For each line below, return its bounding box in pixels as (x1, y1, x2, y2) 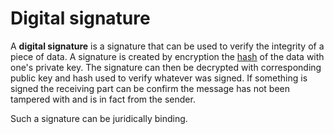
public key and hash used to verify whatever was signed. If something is (10, 72, 308, 84)
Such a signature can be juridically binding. (10, 112, 188, 124)
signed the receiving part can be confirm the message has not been (10, 82, 290, 94)
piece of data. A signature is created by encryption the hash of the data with (10, 50, 325, 62)
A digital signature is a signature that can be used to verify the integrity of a (10, 40, 325, 52)
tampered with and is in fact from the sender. (10, 93, 196, 105)
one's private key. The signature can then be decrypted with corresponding (10, 61, 322, 73)
